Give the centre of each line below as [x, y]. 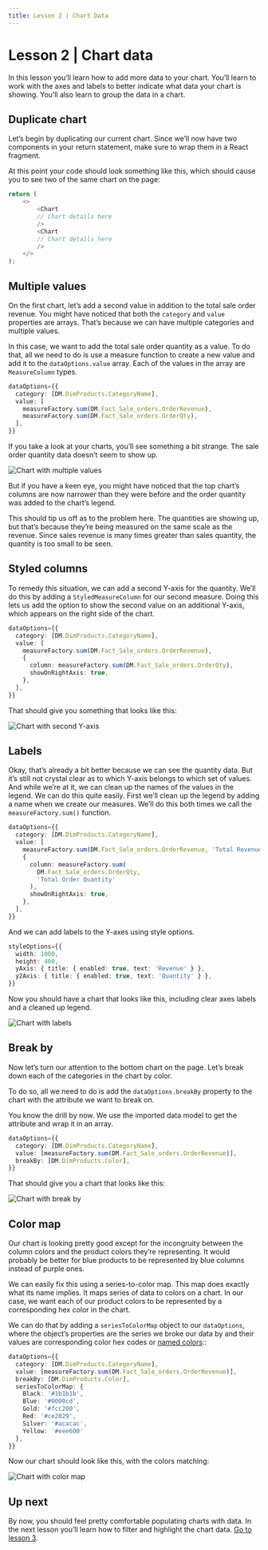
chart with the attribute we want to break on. [81, 1099]
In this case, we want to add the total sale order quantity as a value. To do [130, 346]
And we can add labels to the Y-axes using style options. [102, 931]
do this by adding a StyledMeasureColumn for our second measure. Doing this [134, 596]
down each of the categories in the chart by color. [91, 1075]
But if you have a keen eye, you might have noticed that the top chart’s [124, 486]
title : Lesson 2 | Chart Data [59, 16]
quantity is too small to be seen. [61, 544]
